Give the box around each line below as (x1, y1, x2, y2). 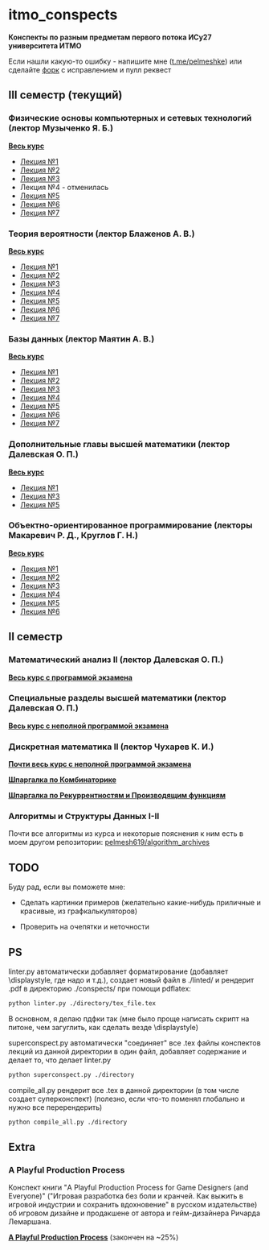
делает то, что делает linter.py (8, 1055, 111, 1065)
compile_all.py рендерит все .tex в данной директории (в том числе (8, 1085, 239, 1095)
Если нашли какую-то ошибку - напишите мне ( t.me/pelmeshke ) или (8, 56, 243, 66)
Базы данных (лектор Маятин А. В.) (8, 333, 155, 344)
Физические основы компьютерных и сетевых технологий (8, 113, 252, 124)
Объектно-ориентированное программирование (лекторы (8, 519, 253, 531)
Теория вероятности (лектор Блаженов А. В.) (8, 228, 195, 239)
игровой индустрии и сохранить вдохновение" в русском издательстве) (8, 1200, 258, 1210)
